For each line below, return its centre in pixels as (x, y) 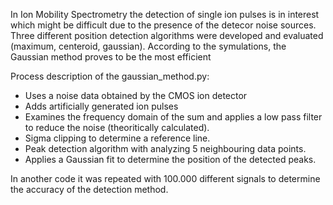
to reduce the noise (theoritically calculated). (117, 127)
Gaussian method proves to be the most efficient (111, 57)
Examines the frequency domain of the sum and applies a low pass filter (173, 117)
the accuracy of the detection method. (89, 189)
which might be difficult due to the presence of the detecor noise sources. (163, 25)
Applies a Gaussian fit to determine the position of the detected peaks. (170, 159)
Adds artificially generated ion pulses (101, 106)
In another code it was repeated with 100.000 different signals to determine (165, 178)
